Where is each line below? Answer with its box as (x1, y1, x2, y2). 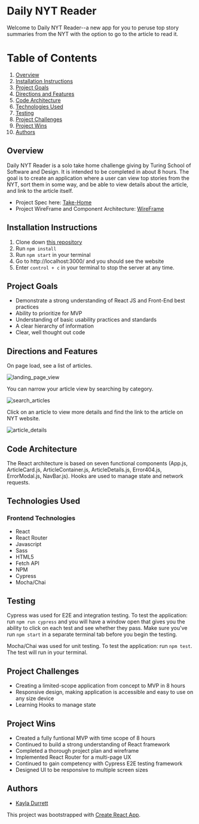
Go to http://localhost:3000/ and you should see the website (15, 257, 164, 265)
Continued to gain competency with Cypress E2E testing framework (15, 760, 183, 767)
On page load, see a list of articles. (7, 362, 93, 369)
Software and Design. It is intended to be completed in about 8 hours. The (7, 168, 189, 175)
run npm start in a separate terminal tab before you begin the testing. (7, 631, 177, 638)
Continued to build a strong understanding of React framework (15, 741, 170, 748)
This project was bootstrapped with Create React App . (7, 811, 141, 818)
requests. (7, 478, 30, 486)
